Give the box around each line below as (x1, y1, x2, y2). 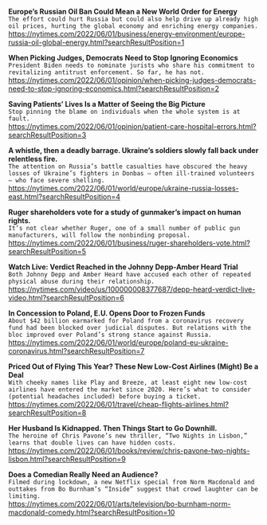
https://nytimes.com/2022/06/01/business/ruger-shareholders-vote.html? (8, 238, 251, 248)
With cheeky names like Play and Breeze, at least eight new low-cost (8, 378, 248, 386)
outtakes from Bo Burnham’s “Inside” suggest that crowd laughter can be (8, 485, 259, 493)
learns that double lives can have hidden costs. (8, 439, 177, 447)
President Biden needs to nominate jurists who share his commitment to (8, 61, 255, 69)
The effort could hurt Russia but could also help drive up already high (8, 15, 259, 23)
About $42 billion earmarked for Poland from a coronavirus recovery (8, 317, 245, 325)
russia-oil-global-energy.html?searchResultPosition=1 (8, 37, 185, 47)
